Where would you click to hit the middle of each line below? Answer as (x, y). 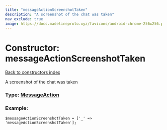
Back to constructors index (33, 72)
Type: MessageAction (32, 95)
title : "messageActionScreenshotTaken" (46, 10)
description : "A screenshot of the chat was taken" (60, 14)
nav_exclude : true (24, 19)
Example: (17, 108)
